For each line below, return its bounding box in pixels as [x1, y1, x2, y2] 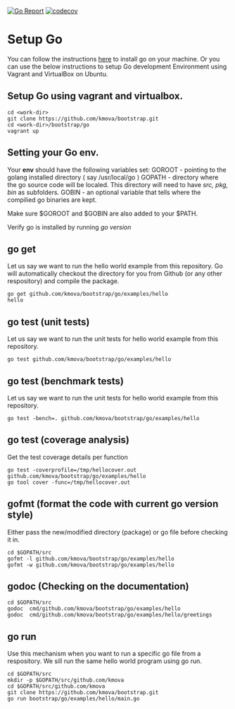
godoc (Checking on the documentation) [7, 580, 189, 592]
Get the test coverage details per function [7, 453, 128, 461]
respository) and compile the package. [7, 277, 120, 285]
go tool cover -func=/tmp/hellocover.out [7, 479, 131, 486]
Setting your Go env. [7, 147, 99, 159]
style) [7, 509, 34, 521]
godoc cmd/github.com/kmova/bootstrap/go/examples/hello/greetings [7, 612, 212, 619]
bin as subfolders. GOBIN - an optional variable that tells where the [7, 188, 201, 196]
